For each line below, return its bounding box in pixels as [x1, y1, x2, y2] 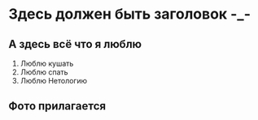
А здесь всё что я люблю [8, 37, 142, 51]
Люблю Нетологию [20, 76, 88, 85]
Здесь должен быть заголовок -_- [8, 5, 251, 24]
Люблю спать [20, 67, 68, 77]
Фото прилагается [8, 99, 107, 114]
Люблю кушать [20, 58, 74, 68]
